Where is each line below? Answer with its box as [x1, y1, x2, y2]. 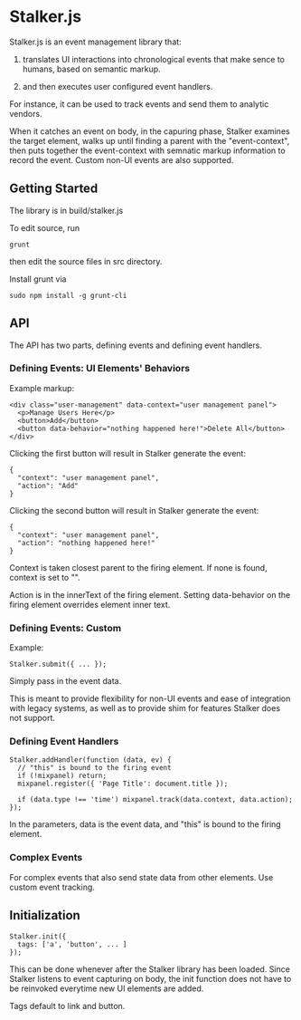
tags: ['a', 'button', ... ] [17, 939, 127, 948]
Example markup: [9, 382, 75, 393]
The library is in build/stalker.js [9, 205, 124, 216]
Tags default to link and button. [9, 1000, 126, 1011]
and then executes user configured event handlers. [22, 81, 213, 91]
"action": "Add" [17, 481, 79, 490]
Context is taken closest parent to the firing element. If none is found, [9, 562, 268, 573]
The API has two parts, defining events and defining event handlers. [9, 340, 262, 351]
